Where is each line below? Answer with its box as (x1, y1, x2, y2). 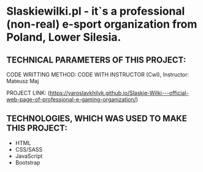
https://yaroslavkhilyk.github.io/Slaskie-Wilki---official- (49, 89, 189, 96)
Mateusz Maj (6, 78, 39, 84)
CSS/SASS (15, 146, 43, 153)
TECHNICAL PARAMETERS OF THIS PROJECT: (6, 54, 186, 65)
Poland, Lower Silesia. (6, 31, 121, 44)
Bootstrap (15, 159, 40, 166)
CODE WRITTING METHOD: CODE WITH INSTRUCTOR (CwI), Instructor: (6, 71, 189, 78)
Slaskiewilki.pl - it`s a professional (6, 4, 185, 18)
